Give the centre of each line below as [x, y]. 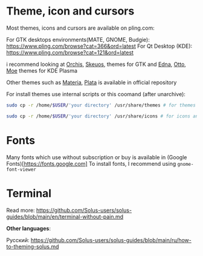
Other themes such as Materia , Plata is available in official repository [92, 82]
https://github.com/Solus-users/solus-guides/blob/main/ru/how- [111, 240]
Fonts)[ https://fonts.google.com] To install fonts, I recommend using [91, 163]
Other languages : [29, 228]
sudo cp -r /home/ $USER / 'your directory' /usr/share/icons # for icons [98, 116]
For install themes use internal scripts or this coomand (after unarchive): [96, 94]
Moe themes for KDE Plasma [42, 70]
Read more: [21, 210]
